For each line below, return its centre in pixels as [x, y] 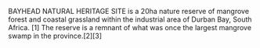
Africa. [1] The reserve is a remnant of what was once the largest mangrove [130, 27]
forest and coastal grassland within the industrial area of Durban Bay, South [130, 19]
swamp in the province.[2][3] [55, 36]
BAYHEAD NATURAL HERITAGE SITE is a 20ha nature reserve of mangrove [128, 11]
